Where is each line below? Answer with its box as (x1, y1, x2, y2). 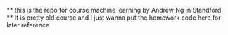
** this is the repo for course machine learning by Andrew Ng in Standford (6, 6, 222, 14)
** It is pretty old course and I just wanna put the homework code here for (6, 13, 221, 22)
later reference (6, 21, 50, 29)
